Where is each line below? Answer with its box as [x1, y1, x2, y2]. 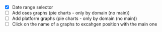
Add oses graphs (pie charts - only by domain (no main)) [12, 10, 130, 16]
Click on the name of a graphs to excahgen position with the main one [12, 21, 157, 27]
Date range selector [12, 4, 53, 10]
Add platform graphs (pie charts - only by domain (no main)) [12, 15, 137, 21]
